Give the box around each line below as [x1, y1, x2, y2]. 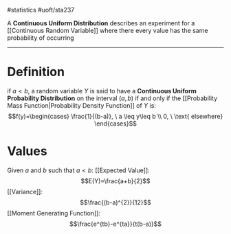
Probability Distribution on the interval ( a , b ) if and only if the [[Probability [7, 94, 218, 102]
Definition [7, 65, 65, 80]
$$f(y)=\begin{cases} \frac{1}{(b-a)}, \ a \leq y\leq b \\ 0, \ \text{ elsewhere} [8, 112, 223, 120]
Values [7, 143, 47, 159]
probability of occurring [7, 34, 74, 42]
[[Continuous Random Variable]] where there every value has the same [7, 27, 208, 34]
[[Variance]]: [7, 187, 43, 196]
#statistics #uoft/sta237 [7, 6, 75, 14]
